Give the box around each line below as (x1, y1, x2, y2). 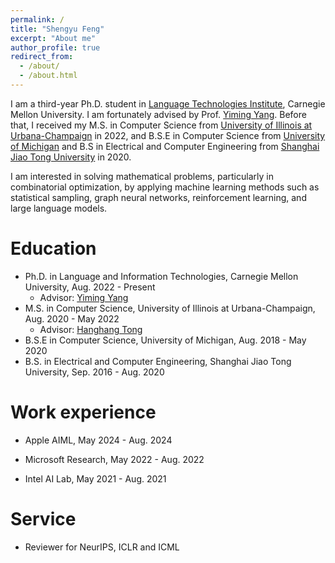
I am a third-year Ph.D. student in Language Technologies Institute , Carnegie (10, 97, 326, 110)
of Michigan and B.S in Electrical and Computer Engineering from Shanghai (10, 140, 320, 152)
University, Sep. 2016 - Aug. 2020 (24, 366, 165, 378)
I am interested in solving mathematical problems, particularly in (10, 170, 274, 182)
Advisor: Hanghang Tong (39, 323, 143, 335)
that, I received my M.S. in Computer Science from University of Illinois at (10, 119, 313, 131)
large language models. (10, 202, 108, 214)
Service (10, 507, 77, 530)
